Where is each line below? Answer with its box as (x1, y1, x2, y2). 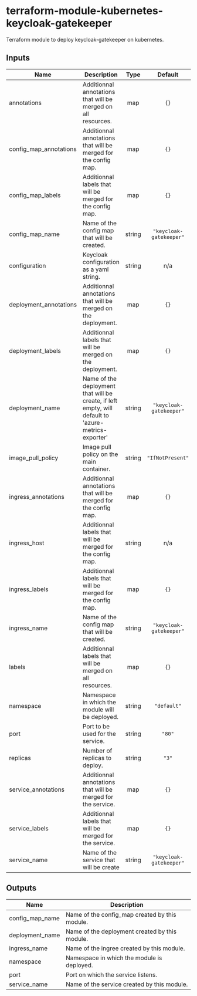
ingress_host (9, 539, 45, 547)
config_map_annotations (9, 145, 77, 153)
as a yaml (82, 265, 109, 274)
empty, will (82, 404, 113, 412)
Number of (82, 747, 113, 755)
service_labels (9, 824, 49, 832)
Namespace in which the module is (65, 954, 162, 962)
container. (82, 465, 111, 473)
